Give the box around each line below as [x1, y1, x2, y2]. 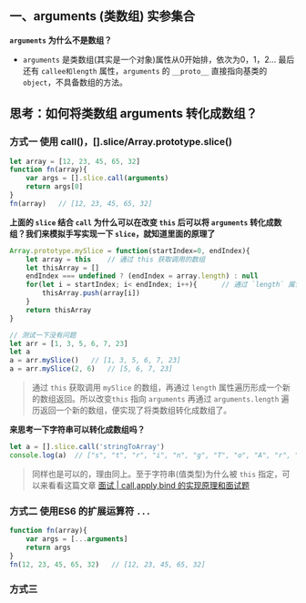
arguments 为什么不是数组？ [9, 35, 112, 46]
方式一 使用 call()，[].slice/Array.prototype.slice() [9, 136, 232, 148]
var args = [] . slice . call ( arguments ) [25, 174, 169, 183]
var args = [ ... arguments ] [25, 534, 128, 544]
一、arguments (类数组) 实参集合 [9, 8, 196, 25]
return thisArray [25, 305, 92, 314]
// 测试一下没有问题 [9, 331, 76, 340]
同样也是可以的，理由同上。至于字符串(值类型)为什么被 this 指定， [31, 468, 282, 479]
